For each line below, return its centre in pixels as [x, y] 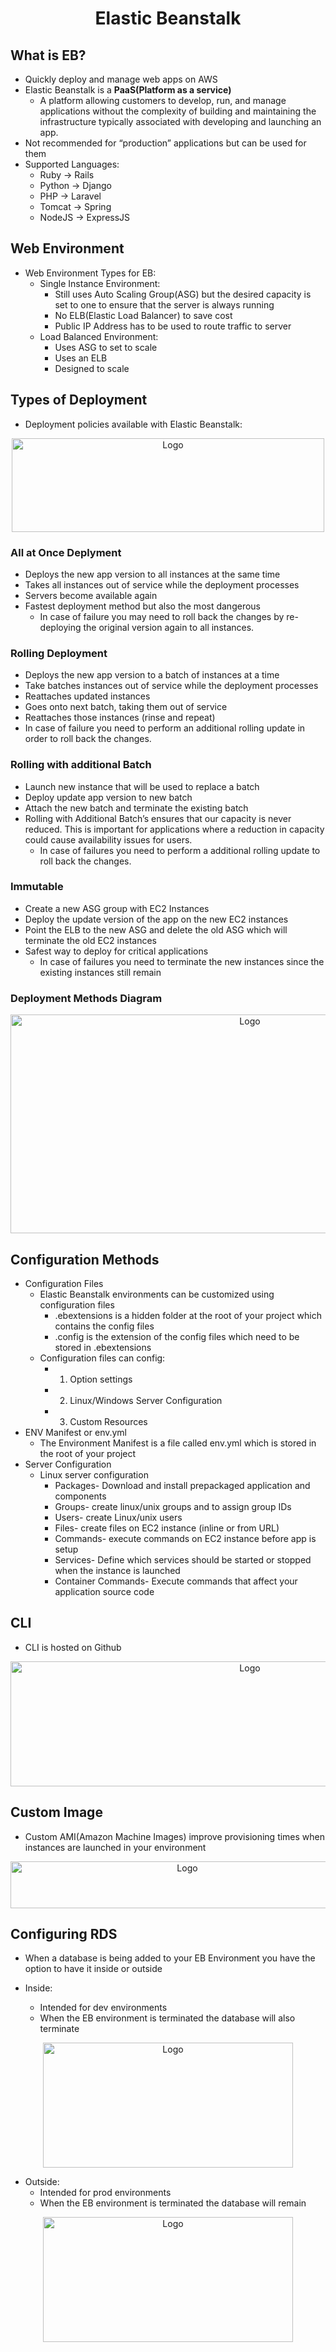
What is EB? [48, 55]
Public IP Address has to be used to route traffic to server [173, 326]
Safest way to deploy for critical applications [116, 951]
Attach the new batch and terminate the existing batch [136, 808]
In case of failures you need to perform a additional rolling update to [180, 850]
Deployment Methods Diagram [86, 998]
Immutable [37, 887]
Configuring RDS [64, 1933]
